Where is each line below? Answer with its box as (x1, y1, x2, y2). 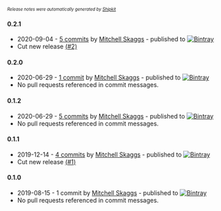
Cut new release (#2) (17, 42, 78, 51)
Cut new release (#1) (17, 157, 76, 165)
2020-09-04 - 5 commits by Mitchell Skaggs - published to (17, 35, 186, 43)
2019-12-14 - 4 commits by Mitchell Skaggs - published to (17, 150, 182, 159)
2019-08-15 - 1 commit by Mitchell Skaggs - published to (17, 189, 179, 197)
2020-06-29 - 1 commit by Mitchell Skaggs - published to (17, 73, 181, 82)
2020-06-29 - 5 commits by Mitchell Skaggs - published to (17, 112, 185, 120)
